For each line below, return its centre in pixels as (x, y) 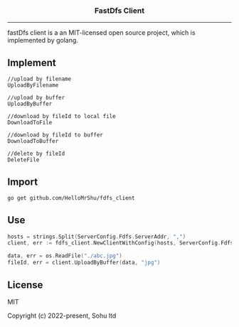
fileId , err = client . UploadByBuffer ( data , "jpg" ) (84, 263)
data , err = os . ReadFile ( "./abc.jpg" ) (65, 256)
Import (22, 182)
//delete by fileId (36, 154)
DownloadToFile (30, 123)
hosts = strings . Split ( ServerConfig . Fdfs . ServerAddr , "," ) (97, 237)
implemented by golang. (43, 41)
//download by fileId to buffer (55, 135)
